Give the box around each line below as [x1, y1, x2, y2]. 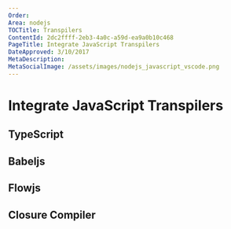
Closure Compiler [8, 208, 96, 221]
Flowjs [8, 182, 41, 195]
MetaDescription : [8, 56, 65, 64]
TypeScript [8, 127, 64, 142]
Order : [8, 11, 30, 20]
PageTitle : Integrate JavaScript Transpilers [8, 41, 159, 49]
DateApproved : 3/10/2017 [8, 48, 90, 56]
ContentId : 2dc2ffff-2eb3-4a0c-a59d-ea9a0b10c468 [8, 33, 174, 42]
